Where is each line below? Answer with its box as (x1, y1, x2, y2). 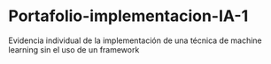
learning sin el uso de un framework (8, 44, 140, 54)
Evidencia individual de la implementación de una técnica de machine (8, 35, 262, 46)
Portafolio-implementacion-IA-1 (8, 6, 249, 26)
